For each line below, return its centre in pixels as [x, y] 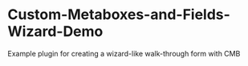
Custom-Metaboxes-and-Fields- [119, 15]
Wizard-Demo [55, 31]
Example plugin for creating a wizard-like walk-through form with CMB [124, 53]
